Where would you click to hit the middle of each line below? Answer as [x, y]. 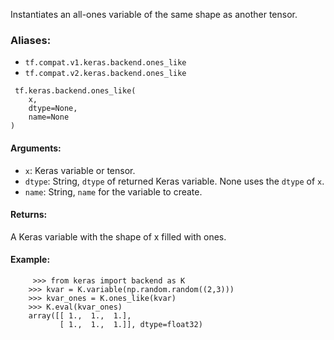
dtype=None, [53, 109]
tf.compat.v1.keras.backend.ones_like [105, 63]
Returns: [29, 215]
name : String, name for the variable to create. [113, 191]
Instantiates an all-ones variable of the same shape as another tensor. [154, 14]
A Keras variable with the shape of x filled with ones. [118, 236]
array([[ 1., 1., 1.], [80, 315]
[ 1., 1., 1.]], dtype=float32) [131, 324]
